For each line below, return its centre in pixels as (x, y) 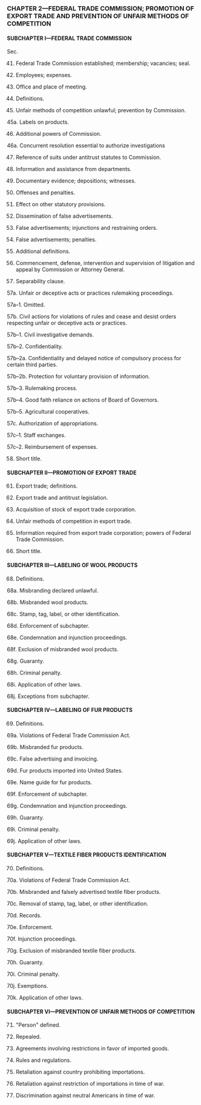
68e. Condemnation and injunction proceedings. (67, 637)
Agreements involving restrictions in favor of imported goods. (92, 1049)
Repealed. (28, 1037)
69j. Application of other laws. (44, 841)
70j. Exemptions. (28, 986)
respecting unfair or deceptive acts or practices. (67, 323)
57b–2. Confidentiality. (35, 346)
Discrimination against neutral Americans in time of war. (85, 1095)
